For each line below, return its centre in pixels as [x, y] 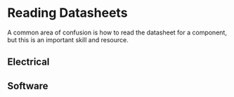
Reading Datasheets [67, 13]
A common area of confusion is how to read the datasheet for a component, [117, 32]
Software [28, 86]
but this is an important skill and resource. [68, 39]
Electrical [28, 62]
